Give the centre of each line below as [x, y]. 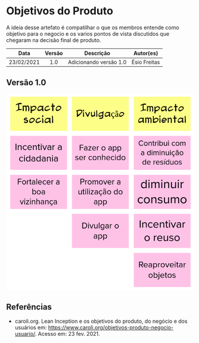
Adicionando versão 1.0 [97, 62]
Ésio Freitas [146, 62]
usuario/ [25, 334]
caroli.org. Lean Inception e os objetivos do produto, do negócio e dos [101, 321]
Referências [29, 307]
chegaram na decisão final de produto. [54, 40]
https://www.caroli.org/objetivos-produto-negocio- [111, 328]
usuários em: [31, 328]
